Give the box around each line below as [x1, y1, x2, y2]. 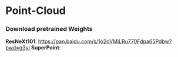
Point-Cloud [5, 4, 66, 17]
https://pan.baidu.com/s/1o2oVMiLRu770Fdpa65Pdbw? [38, 38, 172, 45]
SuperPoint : [31, 44, 61, 51]
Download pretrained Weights [5, 25, 93, 33]
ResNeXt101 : [5, 38, 37, 45]
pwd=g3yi [5, 44, 30, 51]
